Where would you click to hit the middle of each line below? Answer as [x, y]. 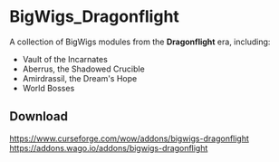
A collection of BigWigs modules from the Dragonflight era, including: [140, 42]
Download [38, 116]
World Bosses [48, 88]
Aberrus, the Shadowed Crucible [83, 69]
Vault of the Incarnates [65, 59]
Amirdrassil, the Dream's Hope [80, 78]
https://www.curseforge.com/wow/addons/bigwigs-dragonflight [129, 138]
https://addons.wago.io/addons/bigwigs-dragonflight [109, 148]
